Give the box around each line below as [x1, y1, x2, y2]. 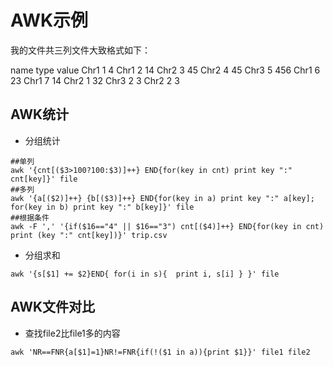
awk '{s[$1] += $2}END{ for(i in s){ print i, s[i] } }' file [10, 269, 280, 279]
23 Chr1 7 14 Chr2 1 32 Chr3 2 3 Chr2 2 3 [10, 74, 180, 86]
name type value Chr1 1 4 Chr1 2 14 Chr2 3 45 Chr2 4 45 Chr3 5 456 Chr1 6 [10, 64, 321, 76]
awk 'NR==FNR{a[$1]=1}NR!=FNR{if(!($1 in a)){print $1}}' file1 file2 [10, 347, 311, 357]
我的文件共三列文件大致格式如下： [10, 44, 151, 56]
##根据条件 [10, 212, 50, 223]
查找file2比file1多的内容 [24, 327, 121, 339]
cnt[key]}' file [10, 174, 78, 184]
